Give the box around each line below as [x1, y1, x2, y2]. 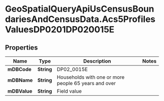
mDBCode [7, 66, 32, 72]
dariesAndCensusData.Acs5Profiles [5, 14, 156, 25]
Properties [5, 43, 38, 51]
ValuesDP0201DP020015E [5, 24, 115, 35]
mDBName [7, 77, 33, 84]
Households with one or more [57, 74, 125, 81]
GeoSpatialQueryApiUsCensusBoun [5, 3, 155, 15]
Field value [57, 88, 82, 94]
